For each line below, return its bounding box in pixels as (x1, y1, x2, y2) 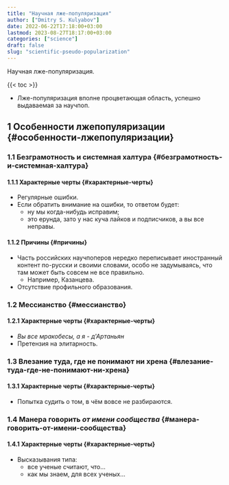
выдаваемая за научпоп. (16, 101, 91, 109)
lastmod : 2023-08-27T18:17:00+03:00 (7, 29, 112, 36)
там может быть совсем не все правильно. (16, 268, 145, 276)
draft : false (7, 42, 45, 49)
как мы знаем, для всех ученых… (27, 470, 125, 478)
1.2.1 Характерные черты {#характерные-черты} (7, 317, 156, 325)
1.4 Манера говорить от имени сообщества (7, 414, 160, 424)
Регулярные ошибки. (16, 193, 79, 201)
